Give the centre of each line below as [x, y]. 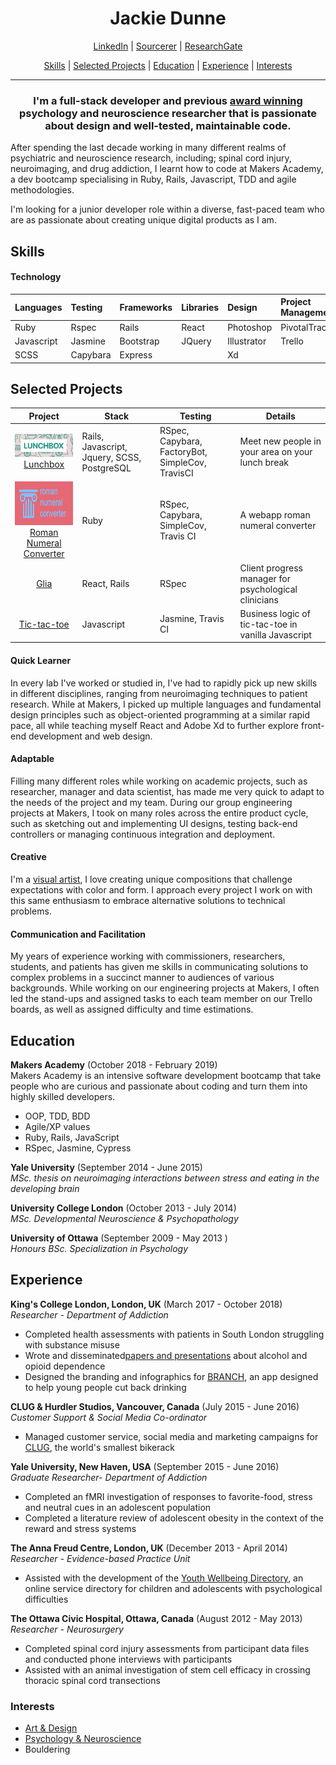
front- [312, 725]
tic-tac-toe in [268, 624]
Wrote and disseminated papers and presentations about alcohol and [166, 1355]
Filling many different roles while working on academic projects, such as [159, 781]
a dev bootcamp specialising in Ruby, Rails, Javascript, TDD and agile [153, 179]
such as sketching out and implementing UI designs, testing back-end [154, 823]
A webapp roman [275, 515]
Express [136, 355]
